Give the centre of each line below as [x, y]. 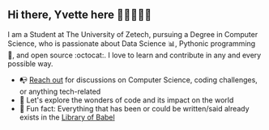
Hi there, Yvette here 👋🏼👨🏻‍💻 [80, 15]
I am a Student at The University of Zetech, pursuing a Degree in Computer [133, 34]
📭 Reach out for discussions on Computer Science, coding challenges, [139, 80]
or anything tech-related [60, 91]
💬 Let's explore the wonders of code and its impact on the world [126, 100]
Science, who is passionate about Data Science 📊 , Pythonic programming [132, 43]
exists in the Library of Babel [67, 117]
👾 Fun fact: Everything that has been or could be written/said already [134, 108]
